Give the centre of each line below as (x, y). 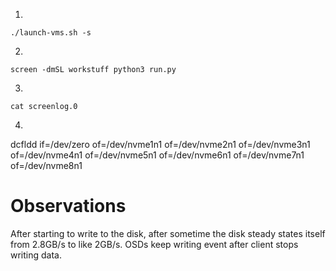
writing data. (36, 255)
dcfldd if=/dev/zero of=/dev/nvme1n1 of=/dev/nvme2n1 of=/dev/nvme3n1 (160, 144)
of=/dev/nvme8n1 (46, 165)
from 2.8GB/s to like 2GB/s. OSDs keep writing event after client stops (154, 244)
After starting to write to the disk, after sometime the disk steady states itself (168, 233)
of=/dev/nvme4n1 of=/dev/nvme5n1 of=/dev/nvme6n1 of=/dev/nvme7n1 (157, 155)
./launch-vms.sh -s (51, 33)
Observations (68, 206)
